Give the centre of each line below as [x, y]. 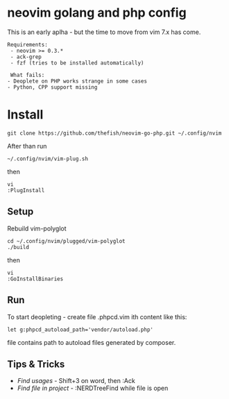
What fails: [27, 75]
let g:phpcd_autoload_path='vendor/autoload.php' [80, 330]
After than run [27, 146]
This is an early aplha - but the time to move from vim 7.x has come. [104, 32]
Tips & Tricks [36, 364]
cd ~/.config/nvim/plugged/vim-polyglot [67, 241]
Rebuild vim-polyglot [37, 228]
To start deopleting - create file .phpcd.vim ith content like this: [97, 316]
